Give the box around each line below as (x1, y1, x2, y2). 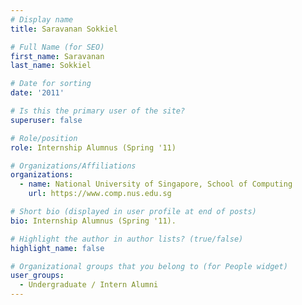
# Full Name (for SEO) (10, 42, 105, 52)
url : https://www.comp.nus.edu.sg (28, 189, 172, 199)
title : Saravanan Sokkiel (10, 24, 118, 34)
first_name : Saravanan (10, 51, 105, 61)
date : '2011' (10, 88, 65, 98)
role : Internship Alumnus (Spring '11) (10, 142, 177, 153)
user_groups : (10, 271, 65, 281)
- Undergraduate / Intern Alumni (19, 280, 159, 290)
